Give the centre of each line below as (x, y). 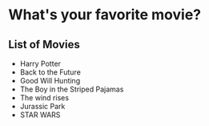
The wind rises (44, 98)
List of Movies (44, 45)
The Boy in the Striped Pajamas (72, 89)
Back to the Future (50, 72)
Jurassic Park (42, 106)
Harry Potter (40, 63)
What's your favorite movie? (105, 15)
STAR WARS (40, 115)
